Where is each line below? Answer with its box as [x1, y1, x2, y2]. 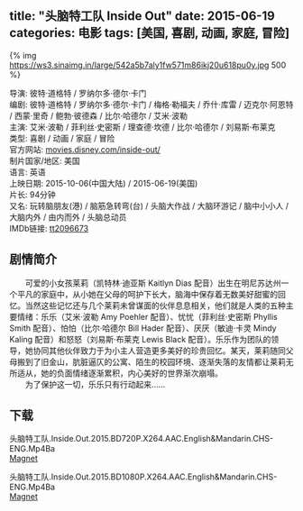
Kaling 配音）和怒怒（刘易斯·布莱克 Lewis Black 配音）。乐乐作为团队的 [9, 333, 271, 344]
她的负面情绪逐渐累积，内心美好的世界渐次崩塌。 [40, 368, 223, 379]
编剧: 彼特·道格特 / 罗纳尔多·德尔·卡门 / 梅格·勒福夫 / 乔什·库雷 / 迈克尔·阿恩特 [9, 98, 294, 110]
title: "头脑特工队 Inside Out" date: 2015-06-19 [9, 8, 275, 24]
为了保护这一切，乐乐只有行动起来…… [24, 379, 166, 389]
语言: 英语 [9, 166, 46, 178]
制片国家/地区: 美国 [9, 155, 81, 166]
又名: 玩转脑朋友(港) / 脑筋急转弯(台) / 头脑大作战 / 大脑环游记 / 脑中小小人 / [9, 200, 289, 211]
